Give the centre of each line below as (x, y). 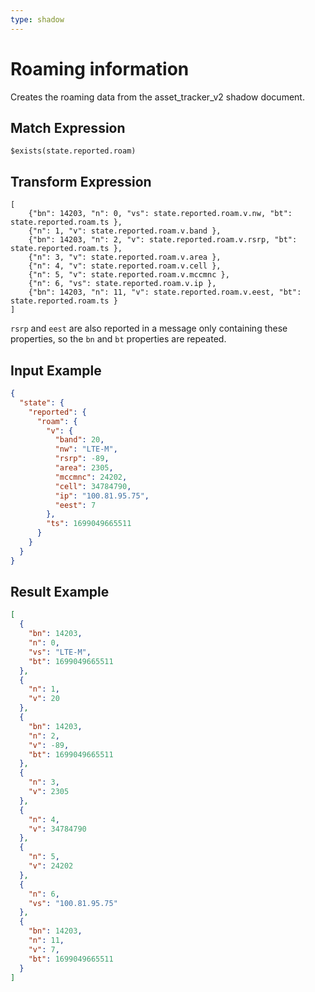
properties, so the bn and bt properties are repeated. (118, 339)
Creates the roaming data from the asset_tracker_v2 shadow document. (157, 97)
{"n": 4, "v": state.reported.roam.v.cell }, (125, 266)
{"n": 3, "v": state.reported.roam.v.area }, (125, 257)
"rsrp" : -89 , (82, 459)
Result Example (60, 592)
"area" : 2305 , (84, 468)
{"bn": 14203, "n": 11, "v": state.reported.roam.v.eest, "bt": (165, 292)
